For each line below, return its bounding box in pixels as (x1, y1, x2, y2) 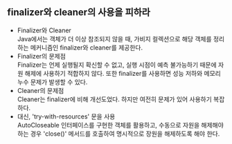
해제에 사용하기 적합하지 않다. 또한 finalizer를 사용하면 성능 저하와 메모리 (24, 69, 222, 77)
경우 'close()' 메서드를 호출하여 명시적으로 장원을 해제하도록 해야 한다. (30, 130, 220, 138)
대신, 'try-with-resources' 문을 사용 (17, 112, 116, 121)
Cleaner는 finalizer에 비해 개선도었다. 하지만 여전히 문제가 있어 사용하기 (17, 95, 213, 103)
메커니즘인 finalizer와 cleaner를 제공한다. (30, 43, 143, 52)
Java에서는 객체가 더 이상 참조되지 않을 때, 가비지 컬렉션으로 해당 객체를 (17, 34, 213, 43)
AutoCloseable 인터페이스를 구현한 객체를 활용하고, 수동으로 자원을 (17, 121, 200, 129)
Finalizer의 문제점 (17, 52, 66, 60)
